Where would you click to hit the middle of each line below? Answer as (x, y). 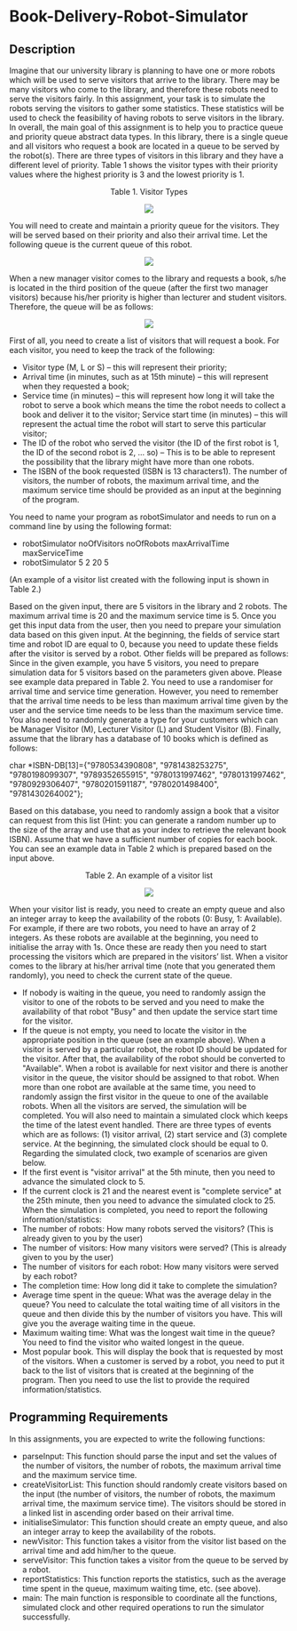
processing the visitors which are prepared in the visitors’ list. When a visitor (148, 956)
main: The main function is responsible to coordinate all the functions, (149, 1597)
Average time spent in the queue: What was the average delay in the (147, 1295)
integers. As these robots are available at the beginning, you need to (134, 937)
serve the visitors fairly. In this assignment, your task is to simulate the (137, 99)
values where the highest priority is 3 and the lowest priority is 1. (127, 174)
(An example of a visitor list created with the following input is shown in (139, 579)
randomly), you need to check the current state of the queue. (121, 975)
